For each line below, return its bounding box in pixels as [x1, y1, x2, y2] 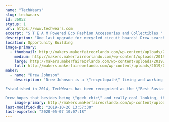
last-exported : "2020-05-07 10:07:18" [5, 109, 87, 114]
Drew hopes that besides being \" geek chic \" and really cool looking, [5, 95, 158, 100]
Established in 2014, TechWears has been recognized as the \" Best [5, 86, 150, 91]
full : [14, 63, 26, 68]
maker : [5, 68, 19, 73]
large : [14, 59, 28, 64]
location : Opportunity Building [5, 40, 73, 45]
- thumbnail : [10, 49, 37, 54]
